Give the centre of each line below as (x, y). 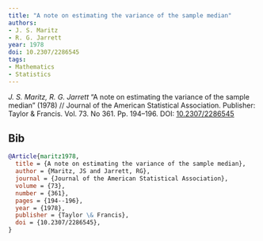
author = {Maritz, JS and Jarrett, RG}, (83, 171)
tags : (17, 60)
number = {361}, (42, 193)
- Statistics (30, 74)
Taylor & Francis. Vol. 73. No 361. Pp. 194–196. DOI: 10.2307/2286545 (122, 113)
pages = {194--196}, (49, 201)
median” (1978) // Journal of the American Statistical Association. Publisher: (132, 105)
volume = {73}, (40, 186)
